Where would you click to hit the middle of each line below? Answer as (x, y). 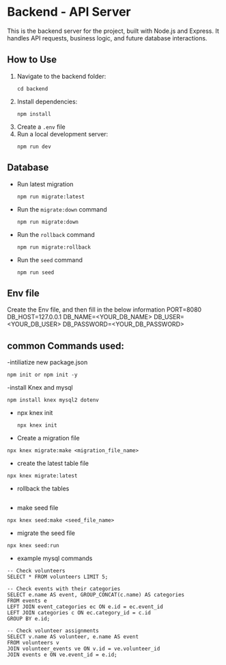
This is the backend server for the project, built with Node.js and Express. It (113, 31)
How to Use (32, 60)
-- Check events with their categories (64, 589)
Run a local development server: (62, 134)
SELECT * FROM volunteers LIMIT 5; (58, 577)
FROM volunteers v (33, 643)
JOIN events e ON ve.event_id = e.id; (62, 655)
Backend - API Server (69, 12)
